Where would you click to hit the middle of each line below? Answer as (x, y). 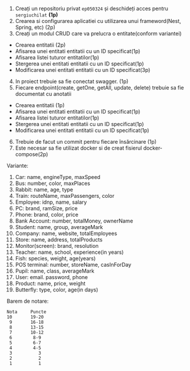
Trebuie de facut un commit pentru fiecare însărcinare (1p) (86, 142)
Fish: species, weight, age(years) (55, 258)
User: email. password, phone (51, 277)
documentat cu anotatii (43, 94)
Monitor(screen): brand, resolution (57, 246)
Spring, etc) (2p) (35, 27)
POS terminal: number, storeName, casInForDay (73, 265)
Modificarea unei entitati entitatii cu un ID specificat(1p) (82, 130)
